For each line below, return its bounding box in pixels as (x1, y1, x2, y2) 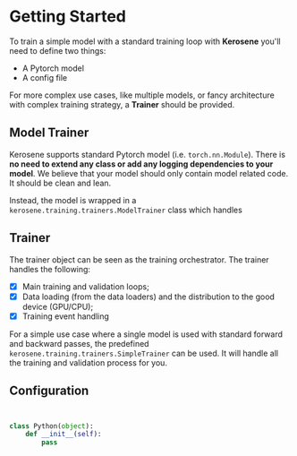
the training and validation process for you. (9, 357, 168, 368)
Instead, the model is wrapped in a (9, 194, 137, 205)
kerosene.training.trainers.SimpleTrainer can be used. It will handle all (9, 348, 279, 358)
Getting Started (9, 6, 127, 27)
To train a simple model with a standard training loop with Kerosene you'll (9, 36, 281, 47)
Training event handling (21, 311, 110, 322)
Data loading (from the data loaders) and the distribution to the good (21, 291, 276, 302)
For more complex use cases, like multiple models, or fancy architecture (9, 90, 275, 100)
